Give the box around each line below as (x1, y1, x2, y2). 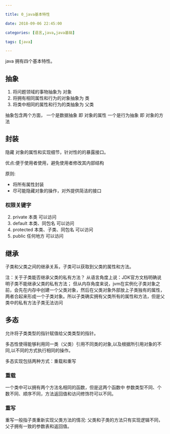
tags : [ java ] (5, 39, 33, 45)
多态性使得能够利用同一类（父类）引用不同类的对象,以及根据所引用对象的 (5, 341, 158, 347)
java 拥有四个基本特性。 (5, 58, 55, 64)
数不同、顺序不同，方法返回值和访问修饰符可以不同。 (5, 390, 116, 397)
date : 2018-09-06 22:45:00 (5, 21, 62, 26)
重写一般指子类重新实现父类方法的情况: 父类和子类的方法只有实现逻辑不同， (5, 417, 163, 423)
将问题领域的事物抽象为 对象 (12, 89, 72, 95)
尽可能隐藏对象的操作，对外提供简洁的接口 (12, 188, 102, 194)
